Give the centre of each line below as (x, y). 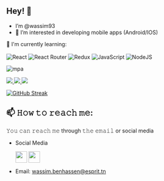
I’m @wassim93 (35, 26)
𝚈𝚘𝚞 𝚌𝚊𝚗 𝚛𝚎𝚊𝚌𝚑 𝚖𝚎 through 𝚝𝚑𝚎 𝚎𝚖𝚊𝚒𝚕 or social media (80, 131)
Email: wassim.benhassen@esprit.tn (61, 171)
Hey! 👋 (19, 11)
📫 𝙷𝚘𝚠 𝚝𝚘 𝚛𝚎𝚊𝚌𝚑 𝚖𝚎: (50, 113)
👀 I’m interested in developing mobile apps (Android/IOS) (87, 32)
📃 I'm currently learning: (37, 44)
